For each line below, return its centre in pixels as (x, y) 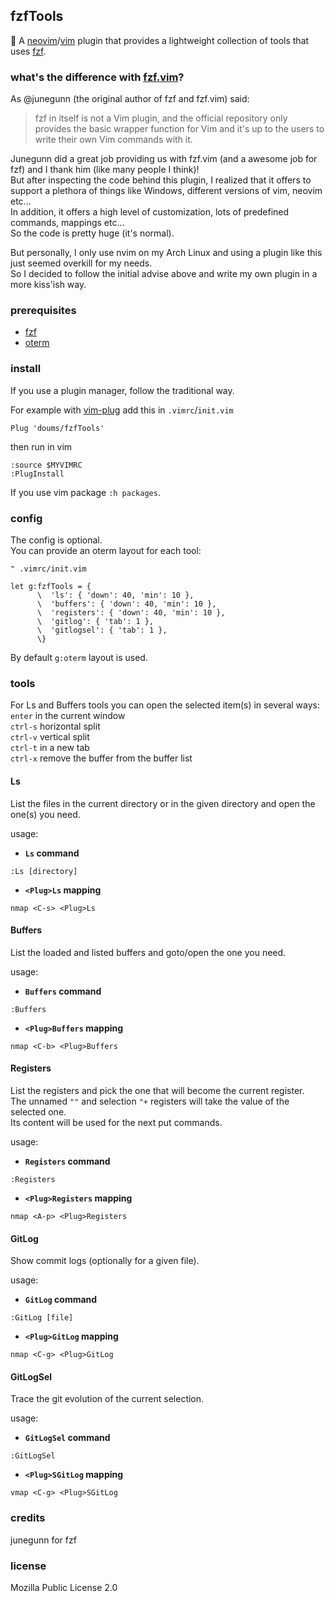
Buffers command (63, 991)
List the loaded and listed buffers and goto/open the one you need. (148, 952)
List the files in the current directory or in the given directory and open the (163, 803)
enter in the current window (68, 716)
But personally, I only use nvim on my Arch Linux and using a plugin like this (166, 253)
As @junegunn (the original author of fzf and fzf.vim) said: (130, 99)
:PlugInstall (37, 474)
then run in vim (41, 446)
